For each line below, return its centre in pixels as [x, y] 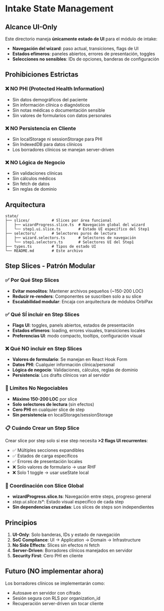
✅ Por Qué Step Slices [32, 280]
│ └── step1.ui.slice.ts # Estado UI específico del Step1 [77, 229]
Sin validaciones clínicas [37, 173]
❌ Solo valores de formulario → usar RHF [54, 467]
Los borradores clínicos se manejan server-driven [63, 149]
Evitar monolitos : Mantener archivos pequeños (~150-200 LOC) [78, 291]
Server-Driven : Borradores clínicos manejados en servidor [72, 550]
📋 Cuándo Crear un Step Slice [42, 428]
